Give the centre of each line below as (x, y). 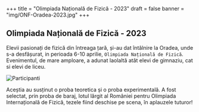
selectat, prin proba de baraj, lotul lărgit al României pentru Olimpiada (91, 96)
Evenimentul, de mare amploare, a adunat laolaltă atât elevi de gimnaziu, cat (99, 60)
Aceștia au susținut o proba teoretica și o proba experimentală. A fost (91, 89)
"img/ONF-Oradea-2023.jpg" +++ (48, 15)
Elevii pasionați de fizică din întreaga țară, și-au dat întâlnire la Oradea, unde (100, 47)
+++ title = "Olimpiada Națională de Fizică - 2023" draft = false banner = (95, 9)
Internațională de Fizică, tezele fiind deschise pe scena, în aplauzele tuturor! (99, 102)
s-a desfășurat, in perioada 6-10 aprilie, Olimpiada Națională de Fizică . (95, 54)
